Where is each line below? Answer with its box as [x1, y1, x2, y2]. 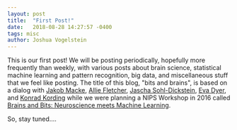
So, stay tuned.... [7, 114, 57, 124]
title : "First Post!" [7, 17, 74, 24]
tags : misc [7, 30, 40, 37]
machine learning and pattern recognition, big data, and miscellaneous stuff [7, 71, 229, 80]
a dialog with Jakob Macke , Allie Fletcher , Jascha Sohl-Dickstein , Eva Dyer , [7, 86, 226, 95]
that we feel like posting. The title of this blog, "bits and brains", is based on [7, 78, 228, 87]
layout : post [7, 10, 46, 18]
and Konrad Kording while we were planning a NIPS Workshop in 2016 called [7, 93, 231, 102]
